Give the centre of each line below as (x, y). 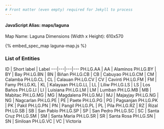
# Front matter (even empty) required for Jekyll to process (69, 10)
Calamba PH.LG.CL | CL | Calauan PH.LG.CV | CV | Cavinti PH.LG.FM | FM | (81, 79)
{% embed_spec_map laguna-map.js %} (46, 46)
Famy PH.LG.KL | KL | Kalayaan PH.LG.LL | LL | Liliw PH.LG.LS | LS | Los (78, 85)
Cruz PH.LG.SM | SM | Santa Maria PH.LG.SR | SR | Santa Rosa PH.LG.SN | (80, 116)
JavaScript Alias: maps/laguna (37, 26)
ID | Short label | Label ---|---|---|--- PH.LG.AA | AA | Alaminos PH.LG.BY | (81, 69)
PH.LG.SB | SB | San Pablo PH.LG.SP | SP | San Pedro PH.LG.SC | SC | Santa (82, 111)
